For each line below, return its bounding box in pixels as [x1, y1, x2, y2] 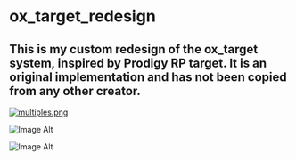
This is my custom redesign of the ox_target [9, 42, 259, 57]
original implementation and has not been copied [9, 69, 287, 85]
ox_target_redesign [9, 6, 156, 27]
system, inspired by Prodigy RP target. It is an [9, 55, 267, 70]
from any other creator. [9, 83, 141, 99]
